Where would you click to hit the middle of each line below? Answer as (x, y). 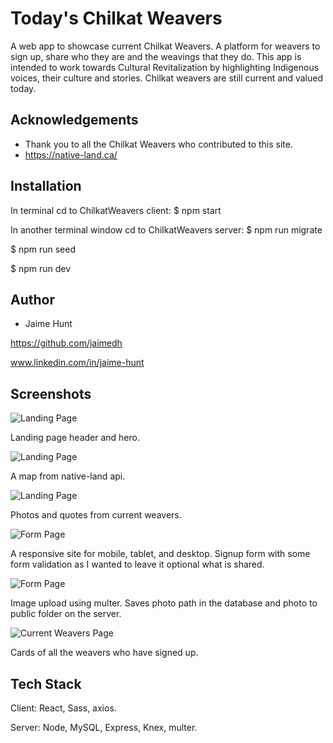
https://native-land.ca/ (71, 154)
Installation (46, 186)
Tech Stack (46, 683)
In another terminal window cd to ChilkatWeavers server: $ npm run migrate (166, 229)
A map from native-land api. (68, 476)
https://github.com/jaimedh (66, 343)
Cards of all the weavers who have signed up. (104, 653)
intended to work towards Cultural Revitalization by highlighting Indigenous (165, 67)
